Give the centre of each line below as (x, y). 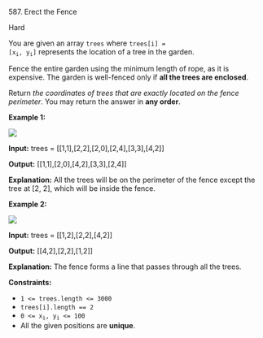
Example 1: (27, 118)
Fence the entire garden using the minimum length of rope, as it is (119, 69)
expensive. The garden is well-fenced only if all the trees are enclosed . (129, 77)
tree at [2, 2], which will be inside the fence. (82, 188)
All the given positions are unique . (78, 325)
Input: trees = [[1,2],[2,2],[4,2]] (60, 236)
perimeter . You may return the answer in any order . (94, 102)
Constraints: (30, 283)
